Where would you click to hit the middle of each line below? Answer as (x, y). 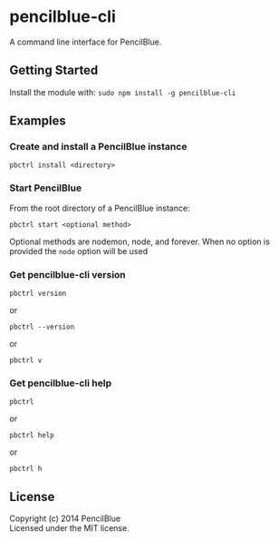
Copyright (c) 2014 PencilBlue (65, 518)
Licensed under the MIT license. (69, 528)
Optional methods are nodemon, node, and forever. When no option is (139, 241)
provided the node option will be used (78, 251)
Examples (38, 121)
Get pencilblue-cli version (68, 274)
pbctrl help (32, 436)
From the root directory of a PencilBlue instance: (100, 208)
